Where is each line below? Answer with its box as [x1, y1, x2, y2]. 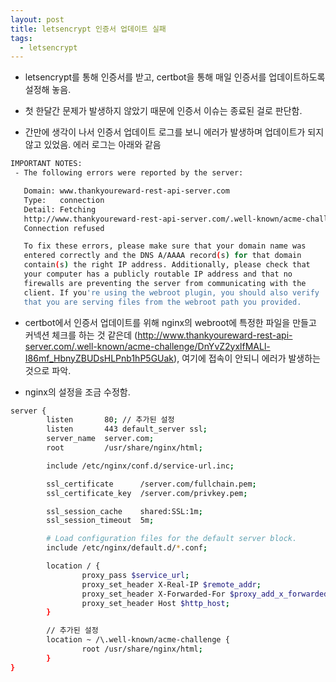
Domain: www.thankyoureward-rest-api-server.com [23, 186, 230, 196]
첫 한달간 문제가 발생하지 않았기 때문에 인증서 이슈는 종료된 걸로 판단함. [24, 105, 303, 117]
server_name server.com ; [46, 434, 155, 444]
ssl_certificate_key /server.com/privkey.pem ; [46, 488, 248, 498]
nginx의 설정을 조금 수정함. [24, 386, 131, 398]
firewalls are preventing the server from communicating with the [23, 278, 307, 288]
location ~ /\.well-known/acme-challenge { [46, 635, 230, 645]
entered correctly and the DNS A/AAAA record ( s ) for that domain [23, 251, 302, 261]
